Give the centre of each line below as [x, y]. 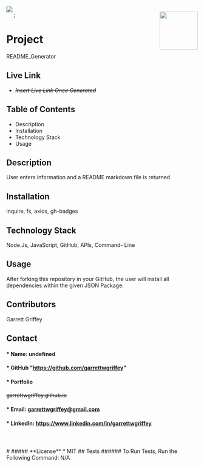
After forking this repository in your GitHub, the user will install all [88, 279]
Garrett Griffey [24, 319]
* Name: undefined [31, 354]
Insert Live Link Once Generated [55, 90]
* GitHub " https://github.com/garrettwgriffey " [66, 368]
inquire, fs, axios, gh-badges [42, 211]
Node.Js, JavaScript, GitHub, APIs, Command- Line [71, 245]
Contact [22, 339]
